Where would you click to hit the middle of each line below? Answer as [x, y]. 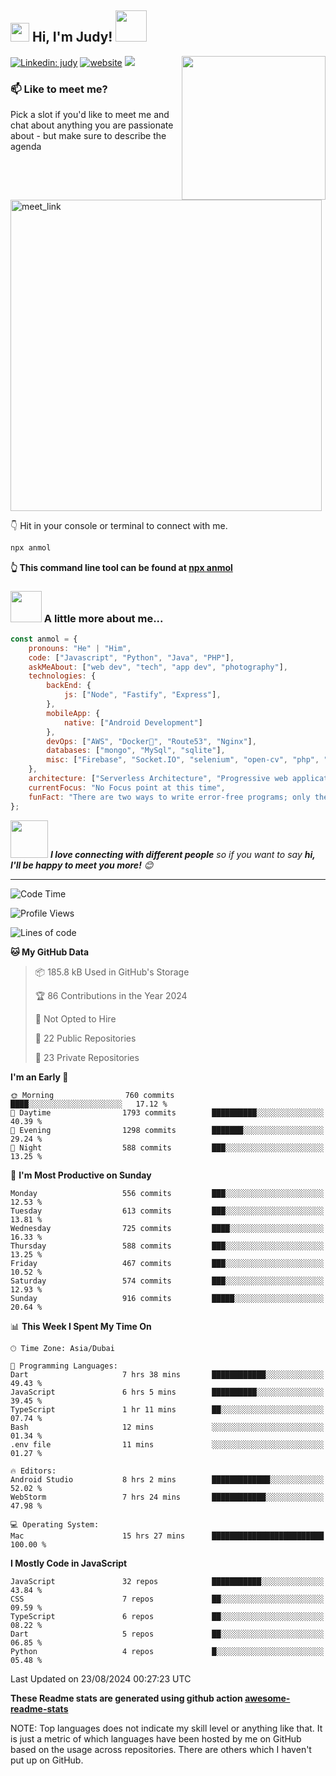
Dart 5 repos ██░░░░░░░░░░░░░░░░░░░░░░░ [167, 1634]
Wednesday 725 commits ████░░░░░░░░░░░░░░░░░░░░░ [167, 1228]
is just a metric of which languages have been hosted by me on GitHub [156, 1738]
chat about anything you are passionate [92, 125]
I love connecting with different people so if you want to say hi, [182, 854]
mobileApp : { [73, 713]
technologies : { [62, 676]
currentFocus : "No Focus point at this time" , [127, 787]
